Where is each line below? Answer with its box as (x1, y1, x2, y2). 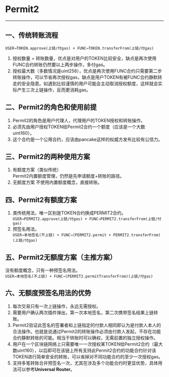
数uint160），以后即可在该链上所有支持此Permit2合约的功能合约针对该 (12, 347, 156, 353)
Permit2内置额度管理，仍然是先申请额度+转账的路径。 (12, 173, 125, 179)
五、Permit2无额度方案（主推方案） (5, 253, 117, 261)
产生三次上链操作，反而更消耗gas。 (17, 87, 91, 93)
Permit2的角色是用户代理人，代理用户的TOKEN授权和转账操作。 (12, 117, 145, 123)
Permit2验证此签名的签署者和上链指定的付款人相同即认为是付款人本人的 (12, 322, 161, 328)
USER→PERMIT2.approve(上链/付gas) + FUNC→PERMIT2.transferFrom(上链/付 (12, 217, 162, 222)
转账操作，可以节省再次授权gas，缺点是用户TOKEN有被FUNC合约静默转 (12, 74, 162, 80)
